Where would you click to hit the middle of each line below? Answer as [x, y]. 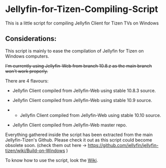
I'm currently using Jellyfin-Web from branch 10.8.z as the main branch [78, 65]
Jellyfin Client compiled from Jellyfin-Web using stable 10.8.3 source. [84, 90]
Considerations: [31, 39]
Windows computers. [27, 56]
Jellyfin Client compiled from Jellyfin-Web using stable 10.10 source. [91, 115]
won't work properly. [27, 71]
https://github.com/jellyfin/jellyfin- [123, 145]
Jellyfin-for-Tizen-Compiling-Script [82, 9]
